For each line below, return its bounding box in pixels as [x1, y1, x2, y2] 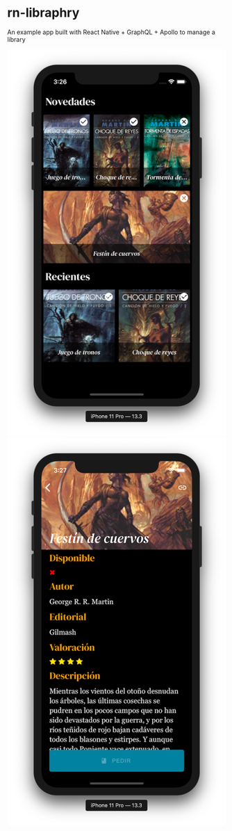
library [7, 35, 26, 43]
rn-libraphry [7, 5, 80, 21]
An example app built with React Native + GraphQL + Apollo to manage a [7, 28, 215, 36]
